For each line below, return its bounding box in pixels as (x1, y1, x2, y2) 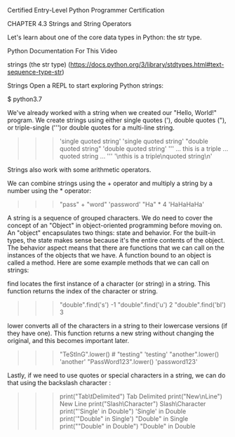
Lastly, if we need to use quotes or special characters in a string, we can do (7, 371, 226, 379)
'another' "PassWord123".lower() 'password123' (59, 358, 198, 365)
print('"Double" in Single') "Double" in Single (59, 415, 189, 423)
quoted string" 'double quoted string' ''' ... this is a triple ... (59, 144, 229, 153)
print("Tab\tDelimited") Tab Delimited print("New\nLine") (59, 392, 223, 401)
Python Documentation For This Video (7, 47, 118, 55)
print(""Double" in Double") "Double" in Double (59, 422, 196, 430)
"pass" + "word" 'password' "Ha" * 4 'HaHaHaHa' (59, 200, 205, 208)
